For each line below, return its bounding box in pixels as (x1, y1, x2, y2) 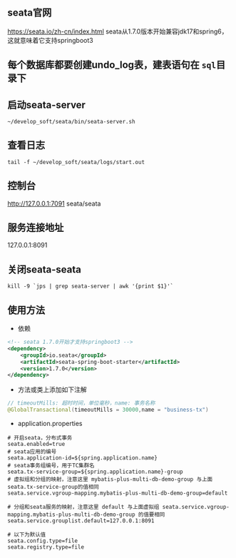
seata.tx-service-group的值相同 (7, 484, 100, 491)
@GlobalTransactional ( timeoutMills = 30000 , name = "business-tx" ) (7, 406, 209, 414)
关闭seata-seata (7, 263, 82, 275)
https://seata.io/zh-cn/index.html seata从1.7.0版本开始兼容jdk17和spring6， (7, 27, 228, 36)
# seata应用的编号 (7, 448, 57, 455)
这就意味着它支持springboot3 (7, 36, 94, 44)
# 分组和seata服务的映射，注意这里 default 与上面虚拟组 (7, 504, 160, 511)
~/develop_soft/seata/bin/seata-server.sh (7, 118, 135, 126)
